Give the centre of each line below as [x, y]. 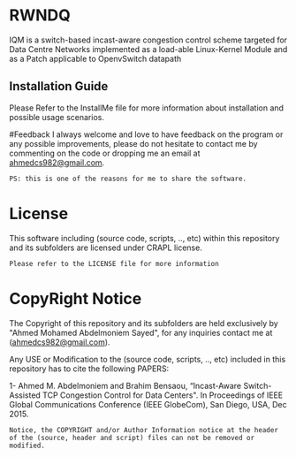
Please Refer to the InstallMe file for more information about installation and [147, 108]
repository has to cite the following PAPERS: [89, 369]
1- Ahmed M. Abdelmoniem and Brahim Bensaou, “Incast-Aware [125, 385]
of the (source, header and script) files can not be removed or [132, 438]
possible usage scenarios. [57, 117]
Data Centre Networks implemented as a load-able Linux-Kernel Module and [148, 49]
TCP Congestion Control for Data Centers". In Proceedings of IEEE [163, 395]
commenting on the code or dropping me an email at [105, 153]
